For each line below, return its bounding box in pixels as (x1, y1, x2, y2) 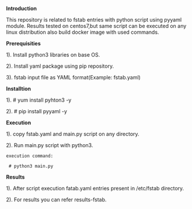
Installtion (6, 85, 31, 92)
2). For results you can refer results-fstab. (6, 196, 107, 203)
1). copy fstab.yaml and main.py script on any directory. (6, 131, 139, 137)
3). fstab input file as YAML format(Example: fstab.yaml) (6, 74, 141, 81)
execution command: (6, 153, 54, 159)
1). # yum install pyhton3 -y (6, 96, 72, 103)
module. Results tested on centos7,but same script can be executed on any (6, 23, 187, 29)
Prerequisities (6, 40, 41, 47)
